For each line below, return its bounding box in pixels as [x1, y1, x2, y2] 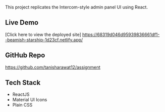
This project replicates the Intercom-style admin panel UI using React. [5, 4, 148, 10]
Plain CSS [12, 102, 33, 108]
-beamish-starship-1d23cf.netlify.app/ [5, 37, 83, 42]
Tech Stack [5, 78, 41, 87]
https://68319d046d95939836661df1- [82, 32, 160, 37]
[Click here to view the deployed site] [5, 32, 82, 37]
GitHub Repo [5, 51, 46, 60]
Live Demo [5, 18, 39, 27]
